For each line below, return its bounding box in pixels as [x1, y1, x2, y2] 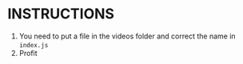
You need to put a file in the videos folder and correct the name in [18, 31, 237, 41]
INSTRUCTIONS [7, 5, 115, 23]
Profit [18, 48, 38, 58]
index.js [18, 41, 49, 49]
